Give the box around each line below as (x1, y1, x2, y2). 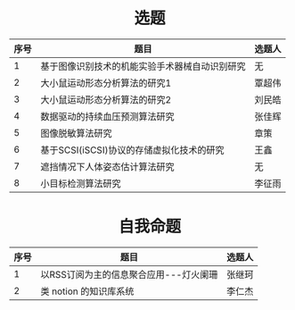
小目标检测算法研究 (40, 177, 122, 189)
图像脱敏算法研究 (40, 127, 113, 139)
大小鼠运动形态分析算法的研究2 (40, 93, 172, 105)
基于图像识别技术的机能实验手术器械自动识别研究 (40, 60, 247, 72)
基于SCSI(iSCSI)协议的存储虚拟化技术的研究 (40, 144, 225, 156)
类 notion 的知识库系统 (40, 285, 135, 297)
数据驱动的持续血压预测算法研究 (40, 110, 176, 122)
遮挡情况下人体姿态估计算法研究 (40, 160, 176, 172)
